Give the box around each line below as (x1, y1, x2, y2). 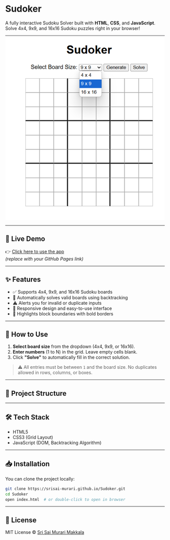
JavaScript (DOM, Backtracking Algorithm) (12, 439, 102, 446)
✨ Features (5, 275, 41, 284)
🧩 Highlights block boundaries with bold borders (12, 310, 114, 316)
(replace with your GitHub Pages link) (5, 256, 83, 262)
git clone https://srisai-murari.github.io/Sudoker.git (5, 486, 125, 491)
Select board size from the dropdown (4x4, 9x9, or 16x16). (12, 343, 135, 350)
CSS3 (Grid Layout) (12, 434, 53, 440)
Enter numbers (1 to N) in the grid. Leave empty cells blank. (12, 349, 138, 355)
